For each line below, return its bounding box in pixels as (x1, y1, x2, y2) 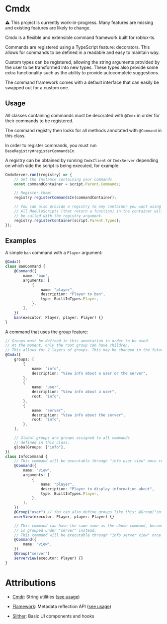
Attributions (5, 577, 56, 589)
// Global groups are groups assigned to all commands (14, 435, 130, 440)
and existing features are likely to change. (5, 24, 91, 30)
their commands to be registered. (5, 118, 74, 124)
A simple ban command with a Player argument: (5, 250, 103, 256)
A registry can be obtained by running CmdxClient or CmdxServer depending (5, 157, 159, 163)
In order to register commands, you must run (5, 142, 97, 148)
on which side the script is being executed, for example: (5, 163, 120, 169)
